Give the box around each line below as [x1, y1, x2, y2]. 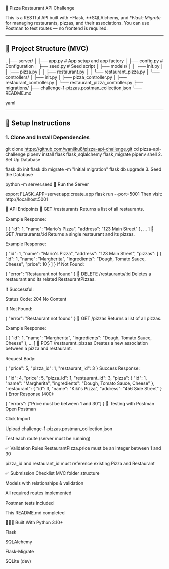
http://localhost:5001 [5, 196, 48, 202]
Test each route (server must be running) [5, 435, 91, 441]
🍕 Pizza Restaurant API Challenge [5, 5, 75, 11]
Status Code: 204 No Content [5, 296, 67, 302]
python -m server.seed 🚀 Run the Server [5, 181, 89, 187]
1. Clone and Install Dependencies [5, 134, 90, 141]
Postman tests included [5, 500, 54, 506]
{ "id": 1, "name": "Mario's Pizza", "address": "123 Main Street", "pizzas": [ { [5, 250, 162, 256]
